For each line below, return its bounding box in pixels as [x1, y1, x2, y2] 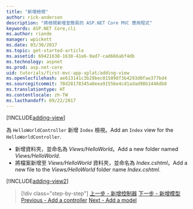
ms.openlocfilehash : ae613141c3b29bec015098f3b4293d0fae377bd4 [6, 75, 167, 81]
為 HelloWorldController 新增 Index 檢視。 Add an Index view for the [6, 126, 174, 133]
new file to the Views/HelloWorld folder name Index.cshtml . [14, 165, 161, 173]
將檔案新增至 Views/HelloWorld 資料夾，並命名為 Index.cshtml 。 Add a [14, 159, 188, 166]
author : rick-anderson [6, 14, 63, 20]
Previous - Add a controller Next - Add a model [20, 196, 137, 204]
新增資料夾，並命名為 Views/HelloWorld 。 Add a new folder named [14, 145, 179, 152]
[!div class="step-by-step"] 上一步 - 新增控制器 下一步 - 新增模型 [20, 189, 181, 197]
